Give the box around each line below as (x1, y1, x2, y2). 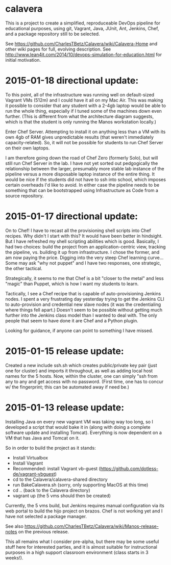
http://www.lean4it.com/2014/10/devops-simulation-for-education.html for (5, 52, 162, 58)
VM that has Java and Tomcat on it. (5, 434, 80, 441)
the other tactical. (5, 265, 42, 271)
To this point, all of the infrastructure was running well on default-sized (5, 91, 155, 97)
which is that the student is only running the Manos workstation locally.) (5, 118, 157, 125)
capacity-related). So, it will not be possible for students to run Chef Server (5, 139, 163, 145)
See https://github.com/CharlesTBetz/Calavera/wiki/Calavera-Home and (5, 40, 158, 46)
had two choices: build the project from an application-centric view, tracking (5, 243, 166, 250)
